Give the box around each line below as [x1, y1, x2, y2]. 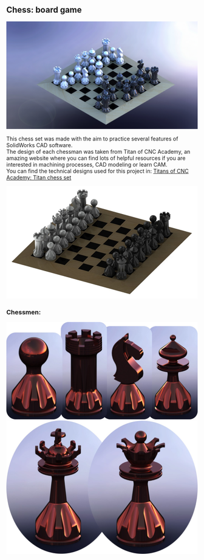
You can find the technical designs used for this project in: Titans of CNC [6, 167, 189, 175]
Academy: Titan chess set [6, 174, 72, 181]
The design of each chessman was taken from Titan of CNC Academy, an [6, 148, 191, 156]
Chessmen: [6, 308, 41, 316]
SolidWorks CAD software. [6, 142, 73, 149]
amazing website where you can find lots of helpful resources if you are [6, 154, 186, 162]
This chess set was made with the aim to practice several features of [6, 135, 178, 142]
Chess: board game [6, 5, 82, 15]
